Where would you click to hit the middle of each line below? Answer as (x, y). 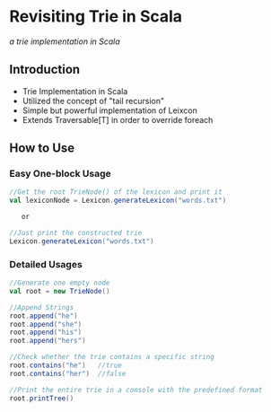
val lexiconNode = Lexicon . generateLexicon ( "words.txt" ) (118, 201)
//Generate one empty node (60, 283)
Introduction (45, 70)
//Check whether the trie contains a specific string (112, 357)
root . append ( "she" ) (46, 324)
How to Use (42, 149)
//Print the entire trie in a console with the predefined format (136, 390)
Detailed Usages (46, 264)
